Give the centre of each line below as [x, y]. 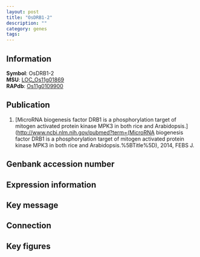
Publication [28, 105]
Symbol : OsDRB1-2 [30, 73]
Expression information [51, 185]
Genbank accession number [60, 164]
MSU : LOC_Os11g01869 [35, 80]
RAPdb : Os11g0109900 [35, 86]
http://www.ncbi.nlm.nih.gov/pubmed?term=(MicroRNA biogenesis [100, 132]
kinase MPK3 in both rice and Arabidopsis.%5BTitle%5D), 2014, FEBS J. [105, 145]
